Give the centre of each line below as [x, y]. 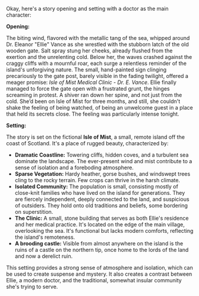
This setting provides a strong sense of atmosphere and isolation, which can [99, 268]
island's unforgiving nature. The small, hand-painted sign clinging [86, 70]
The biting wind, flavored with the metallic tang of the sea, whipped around [98, 38]
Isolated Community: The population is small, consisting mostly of [96, 186]
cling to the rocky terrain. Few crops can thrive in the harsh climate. [97, 180]
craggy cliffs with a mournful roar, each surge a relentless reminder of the [97, 63]
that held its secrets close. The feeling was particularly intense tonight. [93, 114]
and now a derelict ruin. [44, 256]
